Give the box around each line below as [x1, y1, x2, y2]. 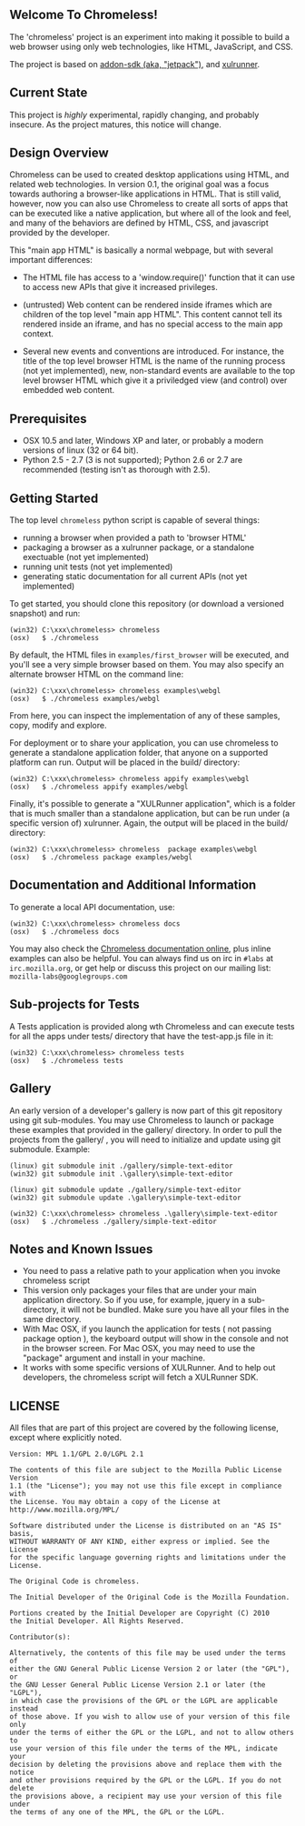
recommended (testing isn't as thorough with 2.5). [22, 464, 211, 476]
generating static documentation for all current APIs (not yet [22, 571, 248, 582]
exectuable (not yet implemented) [22, 552, 150, 563]
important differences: [9, 255, 93, 266]
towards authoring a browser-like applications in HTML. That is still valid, [9, 188, 281, 199]
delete [9, 1784, 34, 1793]
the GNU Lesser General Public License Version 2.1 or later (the [9, 1681, 266, 1690]
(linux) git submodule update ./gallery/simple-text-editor [9, 1185, 242, 1194]
